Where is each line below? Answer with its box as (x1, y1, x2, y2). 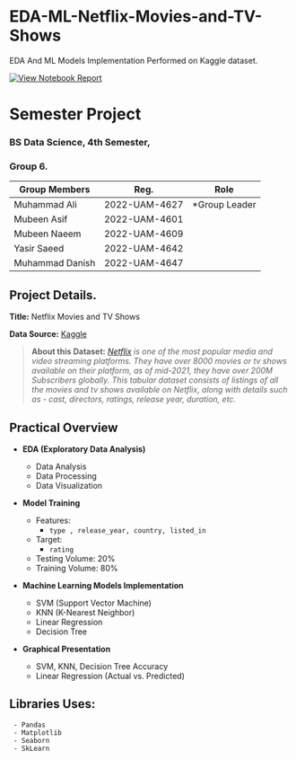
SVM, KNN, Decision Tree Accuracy (35, 660, 169, 671)
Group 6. (9, 160, 48, 172)
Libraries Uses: (9, 696, 96, 711)
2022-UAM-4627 (104, 199, 184, 211)
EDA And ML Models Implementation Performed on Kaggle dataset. (9, 55, 258, 66)
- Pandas (13, 720, 47, 729)
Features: (35, 515, 71, 526)
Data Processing (35, 470, 97, 482)
